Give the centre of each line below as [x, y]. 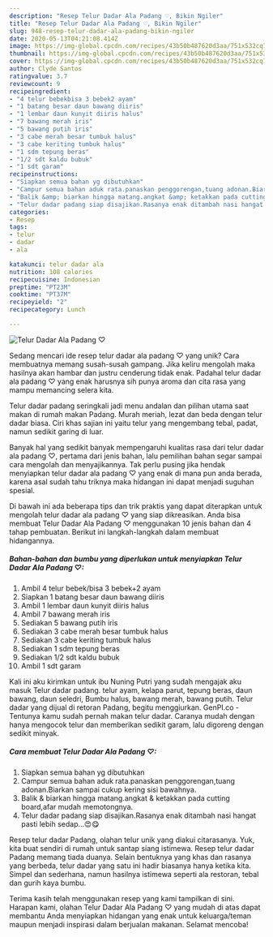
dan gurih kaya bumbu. [48, 883]
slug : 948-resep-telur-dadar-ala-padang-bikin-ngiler [102, 31]
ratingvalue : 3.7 [38, 76]
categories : [29, 212]
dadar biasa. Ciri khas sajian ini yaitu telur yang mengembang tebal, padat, [134, 423]
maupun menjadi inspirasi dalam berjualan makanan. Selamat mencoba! [129, 924]
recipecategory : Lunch [47, 310]
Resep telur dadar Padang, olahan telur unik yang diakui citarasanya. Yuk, [132, 840]
